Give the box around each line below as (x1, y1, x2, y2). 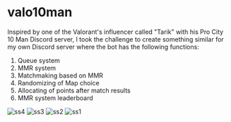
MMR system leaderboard (17, 93, 93, 102)
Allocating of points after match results (17, 86, 131, 94)
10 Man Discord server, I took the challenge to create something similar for (7, 35, 224, 43)
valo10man (7, 4, 73, 20)
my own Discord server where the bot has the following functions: (7, 42, 199, 51)
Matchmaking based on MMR (17, 71, 104, 80)
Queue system (17, 56, 60, 64)
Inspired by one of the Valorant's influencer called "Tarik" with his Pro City (7, 28, 224, 36)
